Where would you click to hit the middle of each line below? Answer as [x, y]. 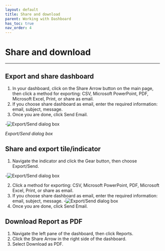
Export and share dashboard [50, 77]
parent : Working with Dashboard [38, 19]
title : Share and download [33, 14]
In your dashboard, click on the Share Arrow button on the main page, [83, 88]
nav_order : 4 [18, 28]
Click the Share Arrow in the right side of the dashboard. [69, 239]
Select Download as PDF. [38, 244]
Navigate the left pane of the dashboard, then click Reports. [73, 233]
